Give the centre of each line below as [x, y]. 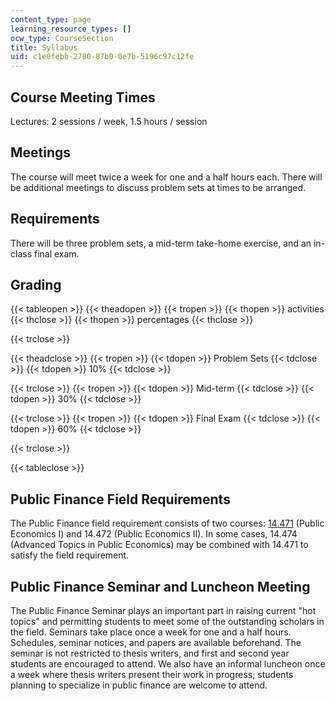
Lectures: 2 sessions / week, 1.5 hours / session [109, 121]
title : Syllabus [44, 47]
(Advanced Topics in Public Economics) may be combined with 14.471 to [159, 545]
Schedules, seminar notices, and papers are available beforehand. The [156, 642]
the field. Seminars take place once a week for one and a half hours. [151, 632]
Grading [36, 284]
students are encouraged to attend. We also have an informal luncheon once [168, 664]
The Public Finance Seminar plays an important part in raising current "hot [163, 610]
